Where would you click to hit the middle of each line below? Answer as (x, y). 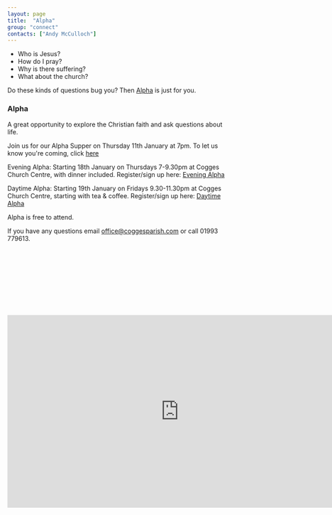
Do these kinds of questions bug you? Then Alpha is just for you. (102, 90)
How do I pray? (40, 62)
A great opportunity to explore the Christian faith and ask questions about (115, 124)
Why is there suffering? (52, 69)
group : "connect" (33, 27)
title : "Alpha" (31, 21)
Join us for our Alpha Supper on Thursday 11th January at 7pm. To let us (113, 146)
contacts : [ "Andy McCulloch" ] (52, 34)
